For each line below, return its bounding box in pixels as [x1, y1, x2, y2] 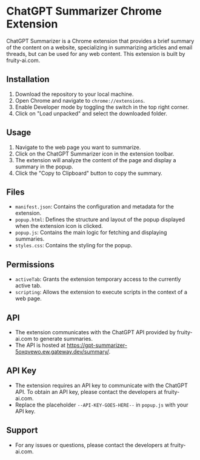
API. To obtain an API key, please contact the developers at [15, 388, 163, 396]
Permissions [6, 259, 55, 270]
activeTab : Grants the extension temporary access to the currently [15, 275, 181, 283]
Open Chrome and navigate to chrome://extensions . [15, 97, 145, 104]
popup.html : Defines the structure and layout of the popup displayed [15, 216, 185, 223]
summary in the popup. [15, 163, 74, 170]
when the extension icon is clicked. [15, 222, 103, 230]
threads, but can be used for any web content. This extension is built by [6, 50, 185, 57]
